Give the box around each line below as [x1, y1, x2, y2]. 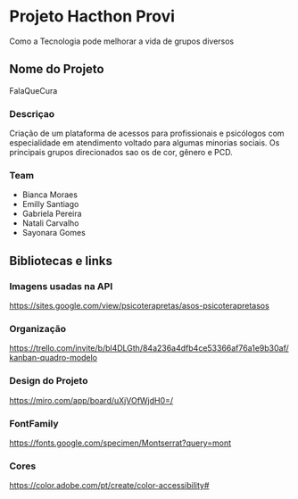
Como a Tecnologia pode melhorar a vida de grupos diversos [9, 36, 235, 46]
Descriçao [9, 107, 55, 120]
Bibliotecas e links [9, 253, 113, 269]
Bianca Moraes [21, 189, 79, 200]
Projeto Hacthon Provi [9, 6, 176, 27]
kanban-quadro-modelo [9, 353, 98, 363]
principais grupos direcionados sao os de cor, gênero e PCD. [9, 147, 234, 158]
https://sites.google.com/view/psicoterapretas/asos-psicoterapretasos [9, 301, 269, 312]
